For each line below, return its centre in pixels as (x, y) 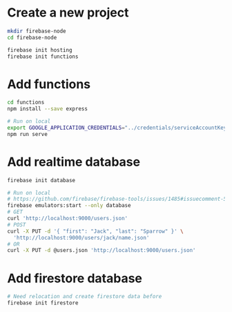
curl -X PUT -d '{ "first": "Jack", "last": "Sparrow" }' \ (96, 231)
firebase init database (41, 180)
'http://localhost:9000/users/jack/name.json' (81, 237)
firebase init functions (43, 57)
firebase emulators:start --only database (69, 206)
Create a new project (68, 13)
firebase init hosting (40, 50)
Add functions (49, 84)
